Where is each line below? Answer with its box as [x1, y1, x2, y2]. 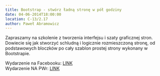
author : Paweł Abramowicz [5, 21, 59, 26]
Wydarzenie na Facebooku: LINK [5, 60, 73, 66]
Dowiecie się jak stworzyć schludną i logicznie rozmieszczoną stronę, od [5, 40, 155, 46]
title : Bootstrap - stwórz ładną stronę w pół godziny [5, 7, 122, 12]
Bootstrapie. [5, 51, 30, 57]
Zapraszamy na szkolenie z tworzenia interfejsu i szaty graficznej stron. [5, 35, 153, 41]
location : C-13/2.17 [5, 16, 48, 21]
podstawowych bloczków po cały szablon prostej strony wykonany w [5, 45, 148, 51]
